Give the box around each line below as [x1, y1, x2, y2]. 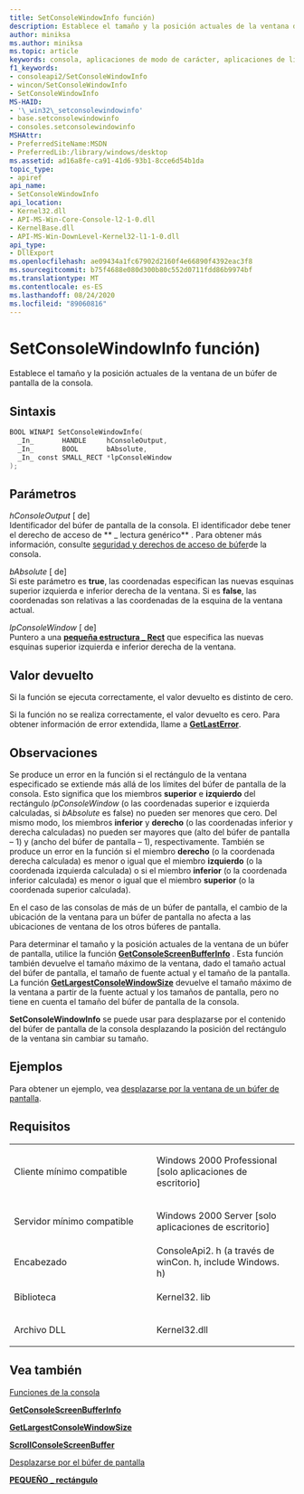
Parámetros [9, 486, 77, 502]
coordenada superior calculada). [9, 884, 131, 895]
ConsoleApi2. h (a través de [157, 1244, 275, 1257]
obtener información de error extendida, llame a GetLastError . [9, 719, 242, 730]
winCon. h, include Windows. [157, 1255, 280, 1268]
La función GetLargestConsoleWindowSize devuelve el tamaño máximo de [9, 977, 292, 988]
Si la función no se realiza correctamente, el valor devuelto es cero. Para [9, 709, 280, 720]
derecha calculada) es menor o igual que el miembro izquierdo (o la [9, 856, 262, 866]
